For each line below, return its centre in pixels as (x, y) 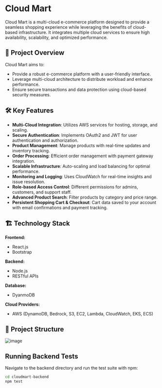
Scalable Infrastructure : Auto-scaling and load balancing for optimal (81, 166)
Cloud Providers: (22, 304)
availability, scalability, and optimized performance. (56, 37)
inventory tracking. (31, 150)
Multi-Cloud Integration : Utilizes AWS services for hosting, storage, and (85, 125)
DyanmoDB (23, 295)
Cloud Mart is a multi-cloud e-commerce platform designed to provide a (77, 22)
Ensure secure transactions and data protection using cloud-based (79, 89)
